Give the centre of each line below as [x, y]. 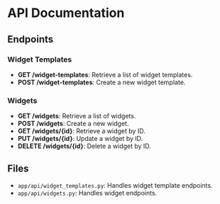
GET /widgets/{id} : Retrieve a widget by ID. [81, 131]
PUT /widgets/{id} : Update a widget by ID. [80, 139]
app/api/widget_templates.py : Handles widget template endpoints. [115, 185]
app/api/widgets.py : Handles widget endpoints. [87, 193]
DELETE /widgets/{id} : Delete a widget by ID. [84, 146]
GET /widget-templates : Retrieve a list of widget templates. [105, 74]
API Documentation [66, 13]
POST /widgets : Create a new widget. [73, 124]
